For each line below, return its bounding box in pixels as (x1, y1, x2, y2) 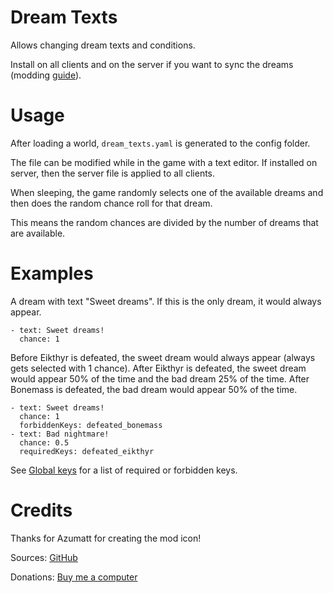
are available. (10, 227, 66, 239)
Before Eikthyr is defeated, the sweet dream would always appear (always (10, 351, 316, 363)
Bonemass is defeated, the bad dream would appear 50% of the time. (10, 383, 298, 395)
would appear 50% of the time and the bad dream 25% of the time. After (10, 372, 310, 385)
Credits (10, 499, 73, 521)
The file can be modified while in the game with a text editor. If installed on (10, 156, 318, 168)
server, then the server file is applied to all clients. (10, 167, 216, 179)
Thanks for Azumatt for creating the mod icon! (10, 532, 202, 544)
